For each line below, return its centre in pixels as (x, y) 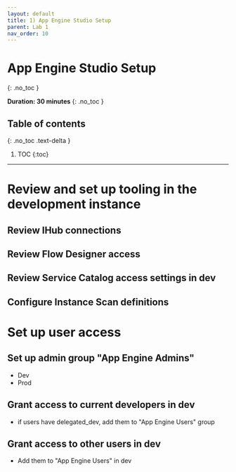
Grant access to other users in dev (84, 443)
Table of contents (46, 124)
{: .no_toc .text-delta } (39, 141)
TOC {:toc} (33, 154)
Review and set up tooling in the (102, 189)
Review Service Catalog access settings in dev (112, 278)
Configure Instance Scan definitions (88, 302)
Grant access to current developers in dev (101, 405)
